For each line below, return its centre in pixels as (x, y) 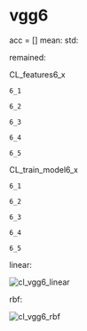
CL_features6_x (37, 74)
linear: (21, 264)
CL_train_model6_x (43, 169)
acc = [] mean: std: (44, 40)
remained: (28, 57)
